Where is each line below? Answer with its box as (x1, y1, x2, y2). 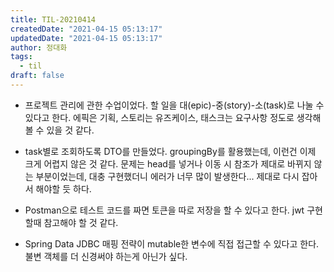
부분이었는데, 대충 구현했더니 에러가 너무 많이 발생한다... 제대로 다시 (35, 170, 300, 182)
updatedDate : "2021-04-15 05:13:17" (10, 33, 163, 43)
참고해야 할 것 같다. (43, 216, 119, 228)
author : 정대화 (10, 42, 68, 53)
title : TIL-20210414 (10, 14, 97, 25)
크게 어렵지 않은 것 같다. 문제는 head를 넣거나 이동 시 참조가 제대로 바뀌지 (24, 157, 312, 170)
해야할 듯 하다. (35, 182, 92, 195)
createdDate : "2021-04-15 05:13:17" (10, 24, 163, 34)
